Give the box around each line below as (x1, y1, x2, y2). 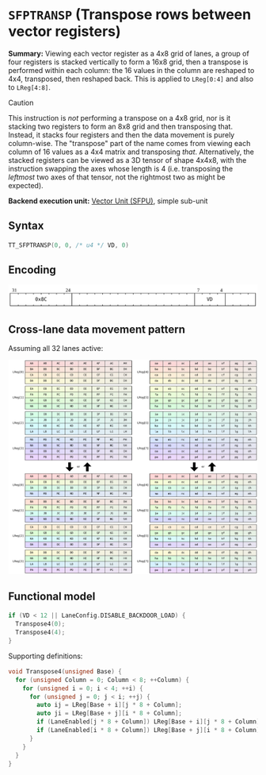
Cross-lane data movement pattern (8, 322, 186, 336)
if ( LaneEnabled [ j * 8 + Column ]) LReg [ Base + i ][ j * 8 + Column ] (36, 718, 260, 726)
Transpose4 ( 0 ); (15, 620, 66, 628)
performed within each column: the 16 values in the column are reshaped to (8, 65, 255, 75)
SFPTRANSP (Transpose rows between (8, 6, 252, 24)
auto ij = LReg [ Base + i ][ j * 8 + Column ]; (36, 701, 182, 709)
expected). (8, 180, 44, 190)
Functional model (8, 589, 96, 603)
